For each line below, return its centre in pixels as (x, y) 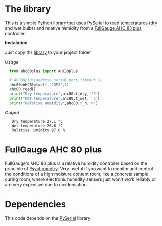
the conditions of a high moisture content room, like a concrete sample (77, 174)
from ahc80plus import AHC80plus (44, 71)
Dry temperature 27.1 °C (37, 121)
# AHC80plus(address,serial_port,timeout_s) (56, 80)
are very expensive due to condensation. (47, 184)
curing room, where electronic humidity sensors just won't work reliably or (81, 179)
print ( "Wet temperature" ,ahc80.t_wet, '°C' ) (55, 99)
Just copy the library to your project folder (48, 52)
